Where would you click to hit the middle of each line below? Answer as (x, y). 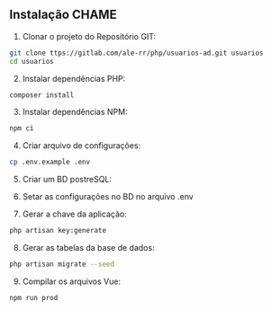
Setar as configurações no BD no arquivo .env (108, 197)
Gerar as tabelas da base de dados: (88, 248)
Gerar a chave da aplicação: (75, 214)
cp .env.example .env (50, 162)
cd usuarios (32, 61)
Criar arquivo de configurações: (82, 146)
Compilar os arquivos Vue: (72, 281)
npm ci (22, 128)
